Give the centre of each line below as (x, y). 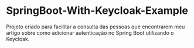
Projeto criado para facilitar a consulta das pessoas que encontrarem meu (96, 27)
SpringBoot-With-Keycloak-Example (97, 11)
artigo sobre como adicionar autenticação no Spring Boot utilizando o (90, 32)
